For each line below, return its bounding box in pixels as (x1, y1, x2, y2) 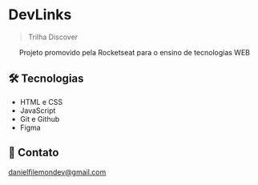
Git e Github (19, 114, 60, 123)
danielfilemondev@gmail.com (8, 167, 107, 177)
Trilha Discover (27, 32, 79, 42)
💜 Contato (8, 146, 59, 159)
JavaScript (19, 106, 56, 115)
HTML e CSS (19, 97, 63, 107)
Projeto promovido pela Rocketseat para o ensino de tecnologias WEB (18, 47, 251, 57)
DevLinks (8, 6, 72, 24)
